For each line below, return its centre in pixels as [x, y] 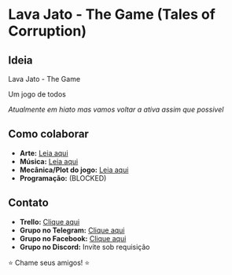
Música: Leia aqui [49, 161]
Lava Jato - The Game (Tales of [112, 15]
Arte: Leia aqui [44, 153]
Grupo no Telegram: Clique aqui [72, 230]
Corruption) [47, 31]
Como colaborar [48, 134]
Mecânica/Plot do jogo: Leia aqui [74, 170]
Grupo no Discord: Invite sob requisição [85, 247]
